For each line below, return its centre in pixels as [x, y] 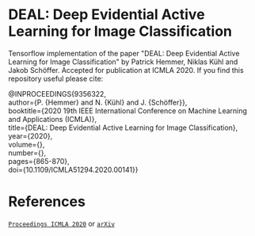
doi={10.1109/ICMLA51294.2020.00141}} [73, 169]
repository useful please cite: [56, 78]
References [47, 202]
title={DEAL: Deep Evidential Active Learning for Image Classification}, [123, 128]
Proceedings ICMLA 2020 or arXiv [61, 223]
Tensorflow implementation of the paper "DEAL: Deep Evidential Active [124, 53]
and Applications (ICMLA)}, [53, 119]
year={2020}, [30, 135]
